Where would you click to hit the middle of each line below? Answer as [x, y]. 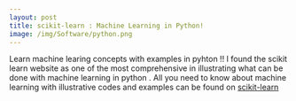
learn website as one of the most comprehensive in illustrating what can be [146, 68]
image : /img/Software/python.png [71, 34]
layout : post [33, 17]
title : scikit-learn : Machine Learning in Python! [106, 26]
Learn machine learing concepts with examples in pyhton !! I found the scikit [148, 59]
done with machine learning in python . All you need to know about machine [148, 78]
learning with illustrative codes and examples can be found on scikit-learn [144, 87]
